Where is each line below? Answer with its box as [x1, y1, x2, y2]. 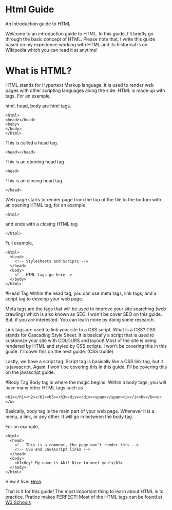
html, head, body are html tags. [5, 103, 71, 109]
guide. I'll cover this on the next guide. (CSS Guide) [5, 348, 114, 354]
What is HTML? [5, 65, 72, 77]
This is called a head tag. [5, 140, 59, 146]
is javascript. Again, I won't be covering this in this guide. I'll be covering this [5, 364, 167, 370]
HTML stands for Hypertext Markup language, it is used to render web [5, 82, 154, 88]
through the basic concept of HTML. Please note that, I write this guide [5, 36, 156, 42]
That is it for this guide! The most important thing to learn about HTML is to [5, 488, 164, 494]
